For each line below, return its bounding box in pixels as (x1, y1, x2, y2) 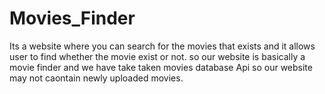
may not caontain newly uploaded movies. (9, 72, 184, 84)
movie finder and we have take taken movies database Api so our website (9, 61, 313, 73)
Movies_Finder (9, 7, 136, 30)
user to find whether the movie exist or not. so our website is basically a (9, 50, 306, 62)
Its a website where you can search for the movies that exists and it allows (9, 40, 316, 52)
